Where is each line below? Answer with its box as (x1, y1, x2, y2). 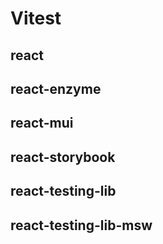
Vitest (10, 7, 62, 30)
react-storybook (10, 148, 116, 166)
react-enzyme (10, 80, 102, 97)
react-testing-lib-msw (10, 217, 153, 234)
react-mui (10, 115, 74, 132)
